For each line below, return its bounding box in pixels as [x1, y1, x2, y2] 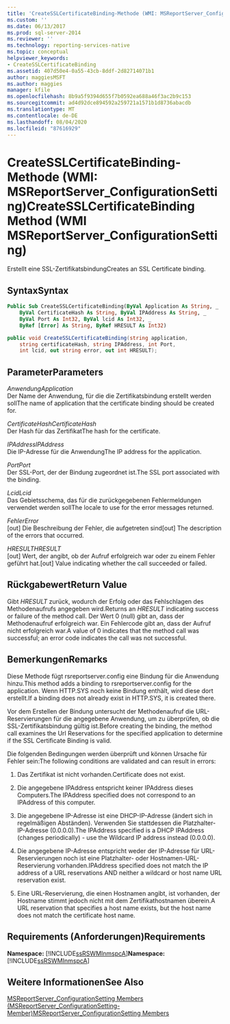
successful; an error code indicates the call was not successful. [7, 633, 187, 642]
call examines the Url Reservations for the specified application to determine [7, 729, 223, 737]
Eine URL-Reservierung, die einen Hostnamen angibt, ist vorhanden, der [16, 889, 220, 897]
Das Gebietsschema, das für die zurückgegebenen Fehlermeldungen [7, 496, 202, 505]
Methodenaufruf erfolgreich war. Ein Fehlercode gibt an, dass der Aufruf [7, 619, 212, 627]
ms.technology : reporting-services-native [7, 42, 130, 49]
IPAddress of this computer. [16, 798, 96, 806]
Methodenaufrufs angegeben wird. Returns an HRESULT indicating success [7, 604, 219, 613]
